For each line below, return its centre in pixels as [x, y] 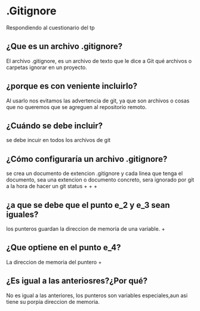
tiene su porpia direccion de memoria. [53, 301]
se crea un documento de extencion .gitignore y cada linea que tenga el [95, 173]
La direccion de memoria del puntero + [54, 262]
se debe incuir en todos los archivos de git [59, 140]
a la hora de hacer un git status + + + [52, 186]
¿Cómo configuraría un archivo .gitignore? [87, 159]
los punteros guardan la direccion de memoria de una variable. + [86, 229]
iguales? [22, 214]
